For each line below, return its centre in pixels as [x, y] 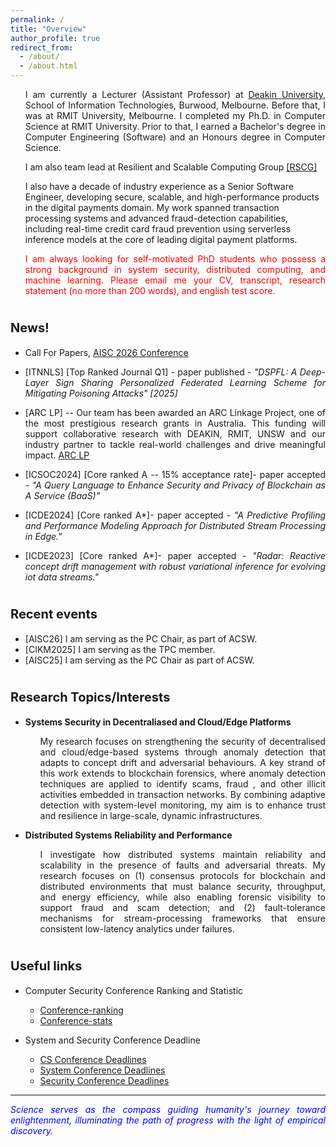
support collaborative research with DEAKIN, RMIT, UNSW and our [175, 433]
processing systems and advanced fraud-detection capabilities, [156, 218]
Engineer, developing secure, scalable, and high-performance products [172, 197]
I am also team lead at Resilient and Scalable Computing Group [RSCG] [171, 167]
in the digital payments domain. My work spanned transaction [152, 207]
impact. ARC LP [57, 455]
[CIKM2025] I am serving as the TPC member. [120, 649]
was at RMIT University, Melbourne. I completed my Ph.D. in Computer [175, 115]
